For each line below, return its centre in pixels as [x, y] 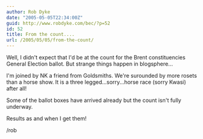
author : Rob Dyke [28, 12]
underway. [20, 107]
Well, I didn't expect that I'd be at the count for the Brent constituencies [96, 57]
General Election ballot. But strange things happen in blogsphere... [90, 64]
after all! [17, 88]
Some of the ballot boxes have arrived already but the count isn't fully [94, 100]
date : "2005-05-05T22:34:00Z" [45, 18]
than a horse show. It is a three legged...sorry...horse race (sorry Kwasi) [96, 82]
